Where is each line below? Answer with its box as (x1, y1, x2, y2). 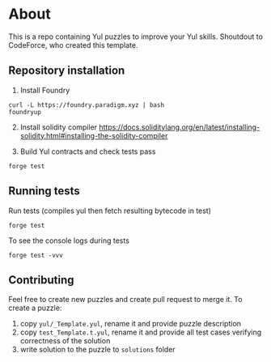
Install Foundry (19, 85, 70, 95)
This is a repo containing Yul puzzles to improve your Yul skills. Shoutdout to (8, 32, 263, 41)
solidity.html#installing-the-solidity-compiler (19, 130, 168, 140)
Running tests (8, 184, 81, 198)
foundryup (8, 108, 42, 116)
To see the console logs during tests (8, 236, 129, 245)
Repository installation (8, 64, 125, 78)
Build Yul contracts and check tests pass (19, 147, 156, 156)
